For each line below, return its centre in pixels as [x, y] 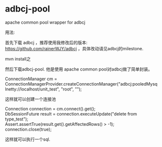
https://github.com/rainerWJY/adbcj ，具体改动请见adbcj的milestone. [74, 48]
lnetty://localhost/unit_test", [32, 89]
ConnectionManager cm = [31, 79]
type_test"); [17, 119]
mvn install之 [18, 59]
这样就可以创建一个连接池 [30, 99]
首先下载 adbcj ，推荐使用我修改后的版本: [46, 43]
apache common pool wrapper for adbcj [45, 22]
